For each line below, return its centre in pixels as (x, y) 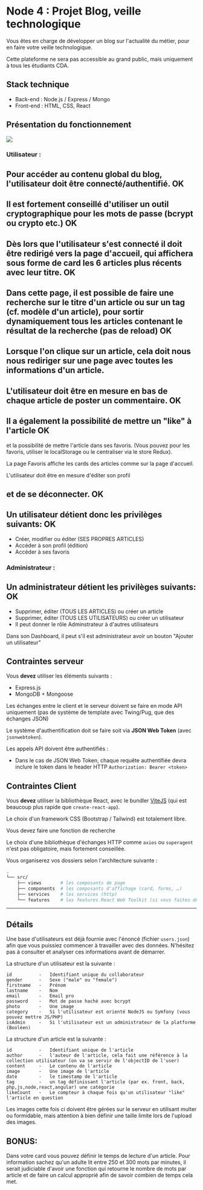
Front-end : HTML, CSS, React (53, 106)
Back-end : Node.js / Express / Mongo (63, 99)
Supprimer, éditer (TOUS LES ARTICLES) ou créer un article (89, 611)
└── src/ (17, 878)
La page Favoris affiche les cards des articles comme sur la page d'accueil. (100, 463)
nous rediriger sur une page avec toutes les (90, 361)
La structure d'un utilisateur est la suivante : (61, 964)
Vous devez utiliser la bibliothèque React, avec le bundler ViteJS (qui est (97, 801)
